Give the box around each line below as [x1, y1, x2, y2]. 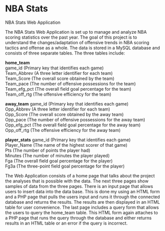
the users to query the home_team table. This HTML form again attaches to [5, 209, 158, 216]
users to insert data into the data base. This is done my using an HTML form [5, 188, 160, 194]
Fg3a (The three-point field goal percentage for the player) [5, 163, 125, 169]
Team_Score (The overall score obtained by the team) [5, 75, 115, 81]
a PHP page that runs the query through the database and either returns [5, 215, 152, 221]
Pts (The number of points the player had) [5, 147, 90, 153]
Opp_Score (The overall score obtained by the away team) [5, 111, 124, 117]
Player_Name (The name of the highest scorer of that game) [5, 142, 127, 148]
